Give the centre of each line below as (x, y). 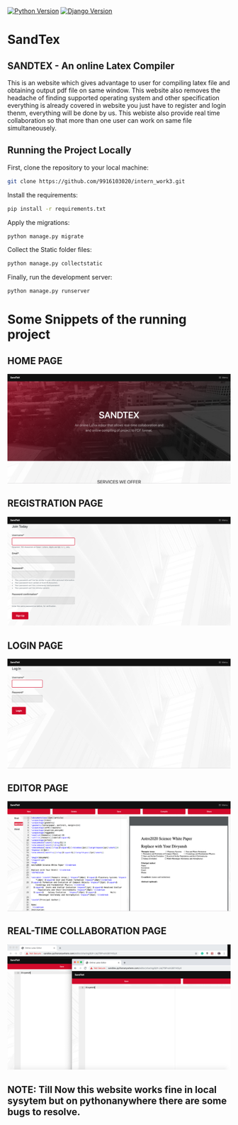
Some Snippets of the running (97, 320)
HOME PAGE (35, 361)
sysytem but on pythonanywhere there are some (117, 1101)
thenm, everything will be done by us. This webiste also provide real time (114, 113)
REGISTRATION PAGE (55, 504)
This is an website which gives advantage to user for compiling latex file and (119, 83)
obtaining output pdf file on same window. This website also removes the (114, 90)
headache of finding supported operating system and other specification (113, 98)
